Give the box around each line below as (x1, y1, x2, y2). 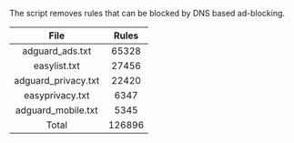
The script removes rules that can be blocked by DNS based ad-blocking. (9, 8, 285, 18)
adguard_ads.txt (22, 45, 92, 57)
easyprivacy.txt (24, 89, 90, 101)
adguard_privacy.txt (14, 75, 100, 87)
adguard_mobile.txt (15, 104, 98, 117)
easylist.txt (33, 59, 80, 72)
